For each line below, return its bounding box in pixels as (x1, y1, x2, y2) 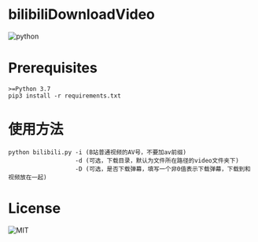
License (8, 200, 61, 217)
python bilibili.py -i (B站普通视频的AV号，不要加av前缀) (8, 148, 187, 156)
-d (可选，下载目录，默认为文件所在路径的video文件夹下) (75, 156, 240, 164)
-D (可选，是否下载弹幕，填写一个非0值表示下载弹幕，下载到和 (75, 165, 251, 173)
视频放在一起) (8, 173, 47, 181)
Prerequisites (8, 59, 98, 77)
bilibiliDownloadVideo (8, 5, 156, 24)
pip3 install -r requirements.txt (8, 92, 122, 100)
